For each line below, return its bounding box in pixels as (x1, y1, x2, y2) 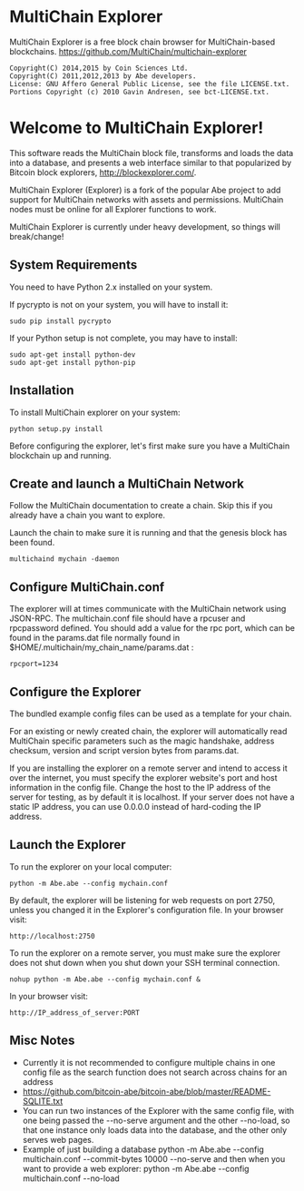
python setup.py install (9, 424, 103, 433)
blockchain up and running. (9, 449, 112, 460)
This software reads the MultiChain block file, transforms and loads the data (9, 147, 294, 158)
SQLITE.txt (22, 1096, 64, 1107)
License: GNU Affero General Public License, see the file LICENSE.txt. (9, 79, 290, 88)
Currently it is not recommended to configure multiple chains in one (22, 1057, 276, 1068)
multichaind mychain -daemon (9, 555, 120, 564)
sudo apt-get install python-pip (9, 358, 136, 367)
